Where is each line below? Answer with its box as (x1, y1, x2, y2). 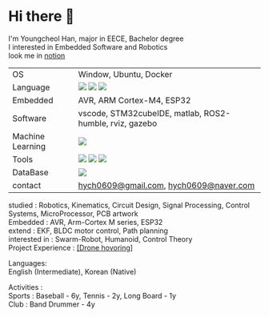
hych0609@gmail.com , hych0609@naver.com (78, 179, 255, 191)
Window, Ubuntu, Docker (78, 68, 173, 79)
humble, (78, 118, 109, 129)
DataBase (12, 167, 50, 178)
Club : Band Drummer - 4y (8, 299, 96, 309)
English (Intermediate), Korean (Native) (8, 267, 137, 276)
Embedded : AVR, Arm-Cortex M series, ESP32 (8, 217, 163, 227)
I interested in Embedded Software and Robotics (8, 42, 168, 51)
